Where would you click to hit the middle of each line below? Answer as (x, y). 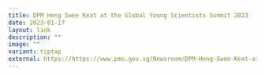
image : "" (24, 45)
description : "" (35, 37)
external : (24, 59)
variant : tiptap (35, 52)
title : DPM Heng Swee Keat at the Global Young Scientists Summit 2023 (128, 15)
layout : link (30, 30)
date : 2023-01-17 (37, 23)
